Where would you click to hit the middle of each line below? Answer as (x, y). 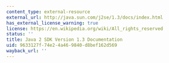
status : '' (20, 34)
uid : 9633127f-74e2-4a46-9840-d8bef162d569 (62, 46)
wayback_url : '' (27, 51)
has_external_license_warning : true (52, 23)
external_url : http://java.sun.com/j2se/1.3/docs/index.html (85, 17)
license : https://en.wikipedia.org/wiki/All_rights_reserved (85, 28)
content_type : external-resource (48, 12)
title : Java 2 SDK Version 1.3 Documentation (64, 40)
